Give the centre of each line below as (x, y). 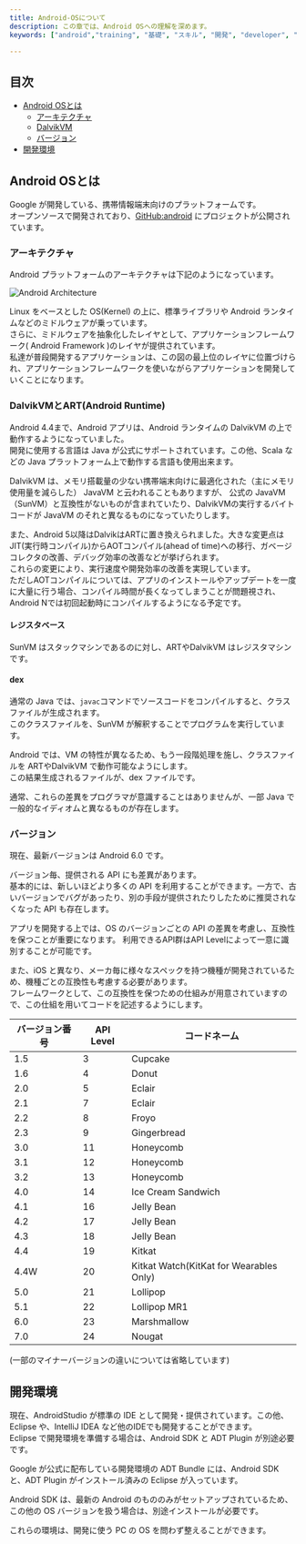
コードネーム (212, 1036)
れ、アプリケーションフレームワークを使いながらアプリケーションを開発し (149, 369)
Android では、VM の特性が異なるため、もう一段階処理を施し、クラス (140, 755)
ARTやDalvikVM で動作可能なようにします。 (110, 766)
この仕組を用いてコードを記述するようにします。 (116, 1005)
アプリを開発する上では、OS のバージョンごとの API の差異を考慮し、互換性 (153, 929)
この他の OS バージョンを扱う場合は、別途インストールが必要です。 (137, 1511)
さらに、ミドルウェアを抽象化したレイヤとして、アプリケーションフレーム (148, 334)
